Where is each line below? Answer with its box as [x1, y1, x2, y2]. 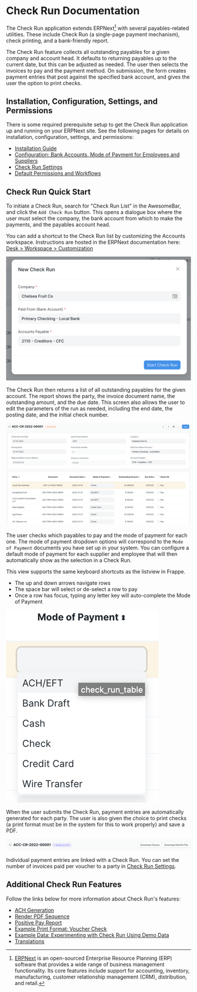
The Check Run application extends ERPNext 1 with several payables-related [6, 23, 189, 32]
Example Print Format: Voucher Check [14, 925, 107, 932]
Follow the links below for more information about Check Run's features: [6, 895, 181, 902]
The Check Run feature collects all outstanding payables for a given [6, 48, 170, 55]
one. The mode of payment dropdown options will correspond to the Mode [6, 538, 184, 545]
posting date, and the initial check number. [6, 411, 109, 418]
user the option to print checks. [6, 79, 82, 86]
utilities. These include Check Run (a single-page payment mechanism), [6, 30, 180, 38]
